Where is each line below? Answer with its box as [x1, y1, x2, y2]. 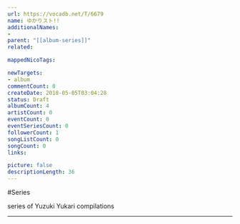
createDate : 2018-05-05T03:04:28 [7, 89, 107, 96]
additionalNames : [7, 24, 59, 31]
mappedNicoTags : [7, 56, 56, 64]
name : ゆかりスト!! [7, 17, 60, 24]
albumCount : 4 [7, 103, 50, 110]
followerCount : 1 [7, 129, 59, 136]
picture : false [7, 162, 53, 169]
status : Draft [7, 96, 50, 103]
